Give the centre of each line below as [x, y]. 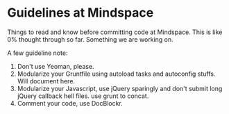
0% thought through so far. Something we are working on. [90, 39]
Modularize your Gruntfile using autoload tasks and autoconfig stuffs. [116, 74]
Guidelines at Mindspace [80, 13]
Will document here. [46, 81]
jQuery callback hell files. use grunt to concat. [83, 96]
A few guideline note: [37, 53]
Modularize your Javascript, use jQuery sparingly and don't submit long [120, 88]
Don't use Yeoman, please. [56, 66]
